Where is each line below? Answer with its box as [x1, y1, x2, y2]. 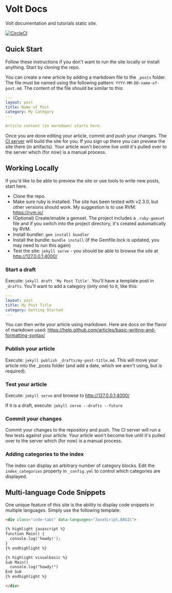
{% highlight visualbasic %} [5, 555, 68, 560]
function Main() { [5, 531, 45, 536]
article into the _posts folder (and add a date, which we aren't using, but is [5, 362, 162, 368]
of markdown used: [5, 327, 47, 333]
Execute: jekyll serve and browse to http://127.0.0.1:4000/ [5, 392, 130, 399]
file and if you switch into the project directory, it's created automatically [12, 220, 166, 226]
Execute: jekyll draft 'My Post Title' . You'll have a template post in [5, 278, 154, 284]
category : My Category [5, 109, 54, 115]
